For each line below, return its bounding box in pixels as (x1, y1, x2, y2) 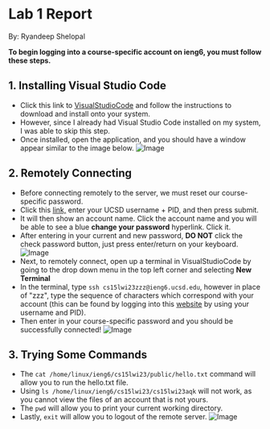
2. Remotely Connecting (8, 167, 133, 180)
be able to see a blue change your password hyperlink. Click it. (19, 222, 231, 232)
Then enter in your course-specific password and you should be (19, 316, 234, 326)
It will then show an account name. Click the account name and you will (19, 213, 257, 223)
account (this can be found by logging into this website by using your (19, 299, 249, 308)
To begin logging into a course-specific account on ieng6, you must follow (8, 47, 262, 56)
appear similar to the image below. (19, 142, 134, 153)
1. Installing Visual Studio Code (8, 79, 167, 93)
